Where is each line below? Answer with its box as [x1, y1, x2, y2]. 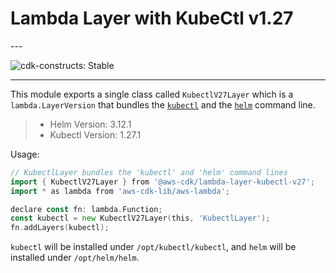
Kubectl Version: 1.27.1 [49, 128, 142, 141]
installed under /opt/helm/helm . [10, 252, 140, 264]
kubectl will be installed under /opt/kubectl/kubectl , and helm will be [10, 241, 297, 253]
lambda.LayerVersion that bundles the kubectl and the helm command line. [10, 98, 316, 111]
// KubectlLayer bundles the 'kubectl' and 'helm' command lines [10, 167, 288, 177]
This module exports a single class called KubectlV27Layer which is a [10, 88, 294, 100]
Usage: [10, 148, 40, 160]
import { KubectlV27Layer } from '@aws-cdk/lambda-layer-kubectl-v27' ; [10, 177, 315, 187]
